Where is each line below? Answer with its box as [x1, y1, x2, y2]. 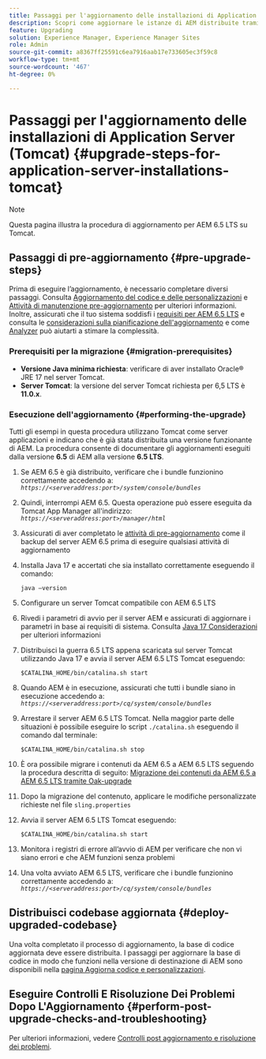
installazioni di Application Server [9, 128, 235, 146]
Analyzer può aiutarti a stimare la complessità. [9, 326, 159, 336]
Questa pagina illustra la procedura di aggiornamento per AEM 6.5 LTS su [9, 220, 248, 229]
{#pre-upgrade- [170, 250, 252, 265]
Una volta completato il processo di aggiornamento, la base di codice [9, 939, 235, 948]
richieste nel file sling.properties [20, 799, 131, 809]
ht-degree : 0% [9, 70, 56, 78]
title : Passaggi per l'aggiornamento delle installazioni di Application [9, 11, 257, 20]
